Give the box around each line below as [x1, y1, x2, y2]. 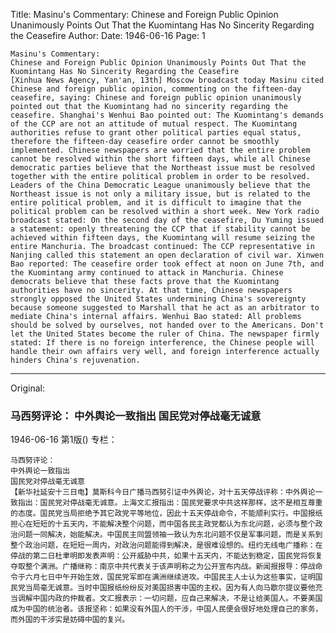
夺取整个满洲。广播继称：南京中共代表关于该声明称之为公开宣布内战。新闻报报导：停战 [10, 562, 316, 572]
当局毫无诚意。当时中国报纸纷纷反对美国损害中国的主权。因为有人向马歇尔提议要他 [24, 583, 316, 593]
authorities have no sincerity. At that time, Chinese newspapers [10, 285, 293, 295]
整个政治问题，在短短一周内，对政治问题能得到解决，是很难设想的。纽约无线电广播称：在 [10, 540, 323, 551]
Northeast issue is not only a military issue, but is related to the [10, 189, 311, 199]
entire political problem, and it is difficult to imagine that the [10, 198, 302, 208]
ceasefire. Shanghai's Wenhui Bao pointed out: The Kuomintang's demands [10, 110, 325, 120]
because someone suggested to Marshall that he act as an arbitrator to [10, 303, 320, 313]
